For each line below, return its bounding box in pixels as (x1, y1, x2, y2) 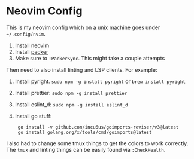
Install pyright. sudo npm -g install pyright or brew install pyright (14, 78, 186, 85)
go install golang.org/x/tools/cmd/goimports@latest (17, 129, 152, 135)
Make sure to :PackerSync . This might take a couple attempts (14, 54, 165, 62)
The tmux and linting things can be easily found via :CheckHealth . (6, 146, 166, 153)
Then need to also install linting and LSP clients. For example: (6, 66, 157, 73)
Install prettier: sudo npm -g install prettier (14, 89, 128, 96)
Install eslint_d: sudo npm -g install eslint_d (14, 100, 129, 108)
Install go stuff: (14, 112, 52, 120)
